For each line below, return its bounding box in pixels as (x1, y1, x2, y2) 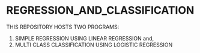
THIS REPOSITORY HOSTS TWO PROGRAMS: (6, 23, 120, 30)
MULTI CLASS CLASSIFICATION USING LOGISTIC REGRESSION (14, 41, 173, 48)
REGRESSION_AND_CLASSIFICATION (6, 4, 195, 17)
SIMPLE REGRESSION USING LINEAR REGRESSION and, (14, 35, 154, 42)
